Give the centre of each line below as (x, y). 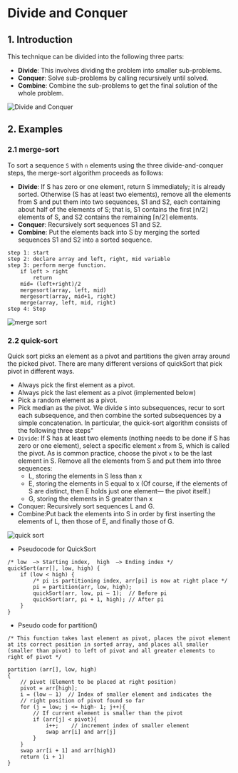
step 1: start (29, 252)
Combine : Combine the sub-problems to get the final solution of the (118, 86)
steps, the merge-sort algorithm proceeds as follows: (86, 173)
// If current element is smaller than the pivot (108, 713)
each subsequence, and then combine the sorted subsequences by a (120, 415)
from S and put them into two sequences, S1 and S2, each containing (119, 202)
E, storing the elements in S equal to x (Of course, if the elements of (128, 483)
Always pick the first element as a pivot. (76, 385)
